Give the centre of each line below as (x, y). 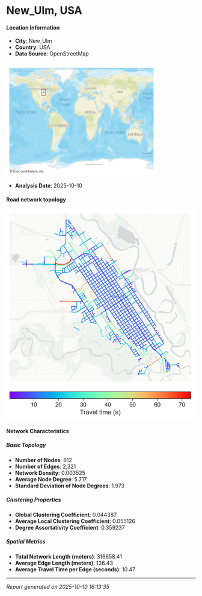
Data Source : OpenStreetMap (52, 54)
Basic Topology (26, 445)
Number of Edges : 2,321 (45, 467)
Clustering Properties (34, 499)
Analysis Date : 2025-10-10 (48, 186)
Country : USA (32, 47)
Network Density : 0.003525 (50, 473)
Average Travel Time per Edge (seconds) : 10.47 (75, 569)
